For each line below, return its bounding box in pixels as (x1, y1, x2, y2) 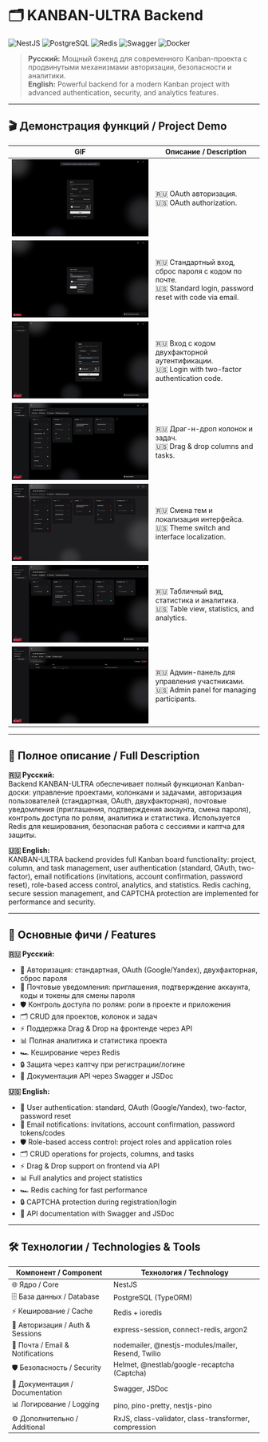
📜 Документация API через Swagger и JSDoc (19, 1071, 174, 1080)
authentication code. (155, 374, 223, 383)
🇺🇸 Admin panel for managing (155, 685, 257, 695)
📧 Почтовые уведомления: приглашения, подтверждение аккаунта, (19, 982, 251, 991)
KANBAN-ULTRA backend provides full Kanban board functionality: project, (8, 855, 257, 864)
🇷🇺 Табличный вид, (155, 586, 224, 596)
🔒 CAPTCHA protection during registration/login (19, 1197, 177, 1207)
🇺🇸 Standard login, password (155, 283, 254, 293)
